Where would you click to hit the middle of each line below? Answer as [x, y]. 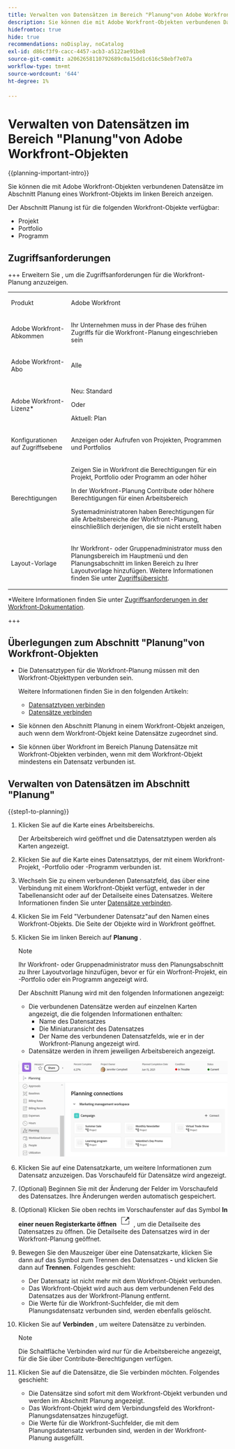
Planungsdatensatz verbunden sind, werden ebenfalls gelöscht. [120, 1311]
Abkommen [27, 336]
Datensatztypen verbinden [67, 705]
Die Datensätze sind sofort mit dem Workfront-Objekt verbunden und [128, 1393]
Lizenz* [22, 408]
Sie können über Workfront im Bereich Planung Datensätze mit [108, 747]
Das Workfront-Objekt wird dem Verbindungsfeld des [105, 1408]
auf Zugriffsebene [37, 448]
